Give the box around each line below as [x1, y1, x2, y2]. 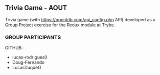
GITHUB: [5, 45, 23, 51]
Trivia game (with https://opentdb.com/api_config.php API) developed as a [5, 16, 156, 22]
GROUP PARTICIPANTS [5, 34, 61, 41]
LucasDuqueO [12, 65, 42, 71]
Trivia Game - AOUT [5, 4, 68, 12]
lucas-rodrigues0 [12, 54, 47, 60]
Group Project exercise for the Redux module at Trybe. [5, 22, 115, 28]
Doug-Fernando [12, 60, 45, 65]
